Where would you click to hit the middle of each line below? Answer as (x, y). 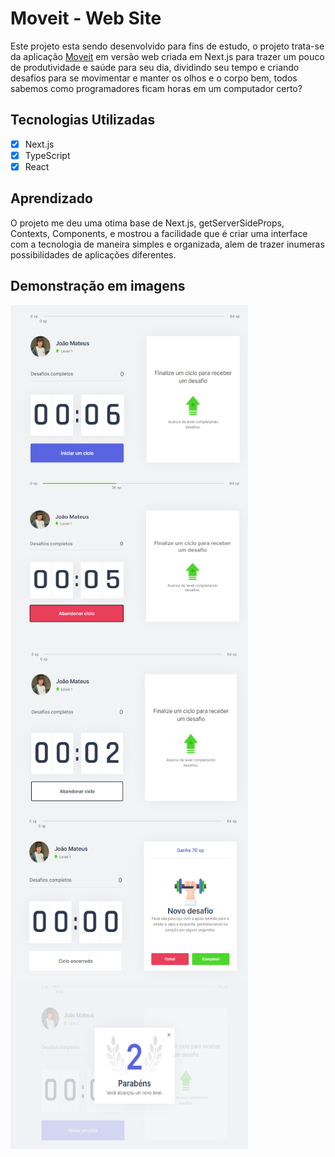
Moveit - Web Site (86, 18)
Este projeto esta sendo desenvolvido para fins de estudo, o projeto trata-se (167, 46)
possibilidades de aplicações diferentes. (93, 254)
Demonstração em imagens (98, 286)
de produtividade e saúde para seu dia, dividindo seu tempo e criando (155, 67)
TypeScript (47, 155)
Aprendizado (51, 198)
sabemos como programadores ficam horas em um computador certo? (156, 88)
